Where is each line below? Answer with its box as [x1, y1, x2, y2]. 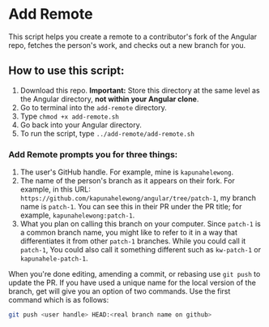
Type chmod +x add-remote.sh [19, 111, 119, 121]
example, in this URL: [19, 184, 92, 195]
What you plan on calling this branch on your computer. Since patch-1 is [19, 219, 261, 229]
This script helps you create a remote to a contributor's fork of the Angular [8, 32, 258, 41]
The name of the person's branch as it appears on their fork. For [19, 176, 235, 186]
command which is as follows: [8, 295, 109, 305]
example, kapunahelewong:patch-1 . [19, 210, 135, 220]
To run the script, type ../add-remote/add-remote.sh [19, 128, 194, 138]
